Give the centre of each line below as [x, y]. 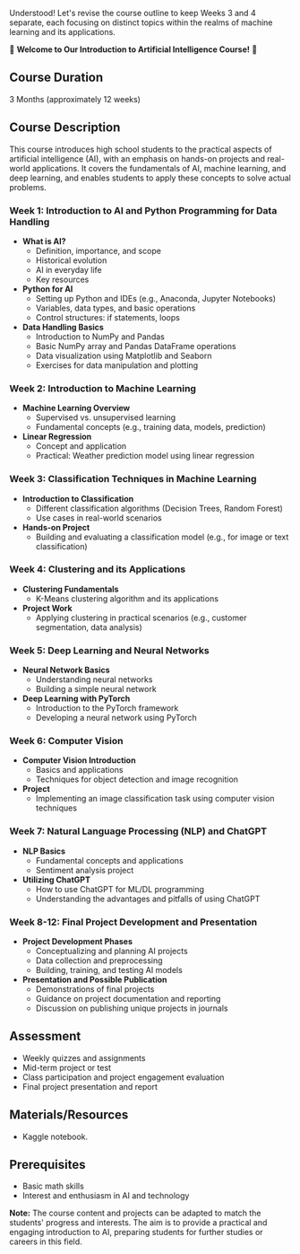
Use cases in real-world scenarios [99, 517]
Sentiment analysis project [85, 870]
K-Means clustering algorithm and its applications [127, 598]
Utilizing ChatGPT [56, 880]
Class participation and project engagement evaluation [123, 1077]
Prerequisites [47, 1165]
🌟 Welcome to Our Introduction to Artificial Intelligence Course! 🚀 [133, 49]
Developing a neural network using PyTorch [116, 718]
